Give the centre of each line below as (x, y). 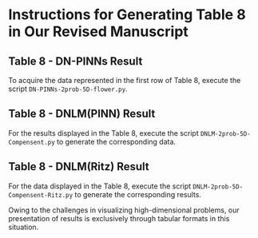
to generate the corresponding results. (138, 194)
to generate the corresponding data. (117, 141)
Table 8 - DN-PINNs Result (75, 61)
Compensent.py (32, 142)
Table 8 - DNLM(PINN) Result (82, 114)
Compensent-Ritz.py (41, 195)
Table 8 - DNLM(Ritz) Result (79, 167)
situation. (24, 227)
